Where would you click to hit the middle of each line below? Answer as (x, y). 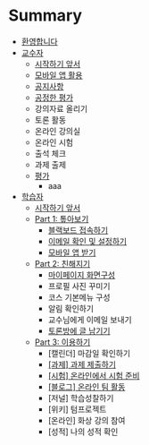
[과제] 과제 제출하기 (82, 364)
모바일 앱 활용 (58, 75)
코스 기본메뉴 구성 (79, 297)
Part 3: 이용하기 (62, 342)
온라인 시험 (54, 142)
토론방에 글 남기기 (79, 330)
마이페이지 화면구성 (82, 275)
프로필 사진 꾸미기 (79, 286)
